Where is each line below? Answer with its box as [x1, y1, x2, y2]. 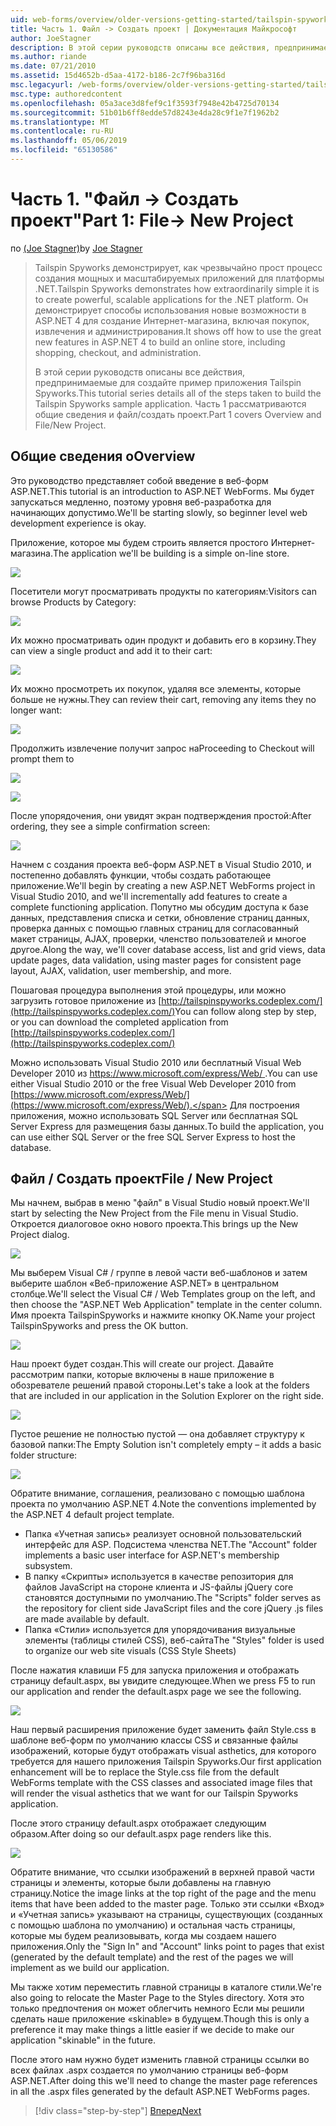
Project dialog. [10, 1229, 70, 1241]
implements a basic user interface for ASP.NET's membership [24, 1549, 280, 1561]
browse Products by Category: [10, 596, 137, 608]
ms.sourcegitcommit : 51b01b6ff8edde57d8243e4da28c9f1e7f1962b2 [10, 107, 280, 118]
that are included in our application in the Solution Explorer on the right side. [10, 1390, 324, 1402]
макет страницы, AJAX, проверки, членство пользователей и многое [10, 932, 307, 945]
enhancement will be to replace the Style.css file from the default [10, 1766, 280, 1778]
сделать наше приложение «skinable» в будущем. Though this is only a [10, 2013, 310, 2025]
